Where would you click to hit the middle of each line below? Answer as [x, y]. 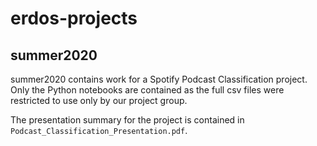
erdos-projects [74, 18]
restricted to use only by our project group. [99, 100]
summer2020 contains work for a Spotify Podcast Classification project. [159, 79]
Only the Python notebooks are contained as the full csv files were [147, 90]
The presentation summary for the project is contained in [127, 120]
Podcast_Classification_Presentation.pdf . [99, 130]
